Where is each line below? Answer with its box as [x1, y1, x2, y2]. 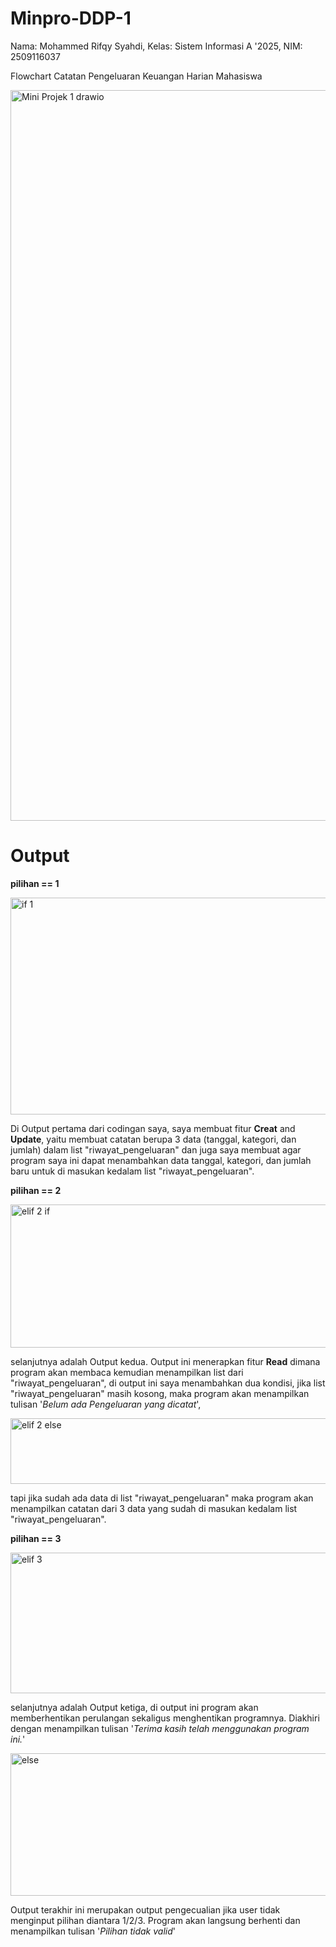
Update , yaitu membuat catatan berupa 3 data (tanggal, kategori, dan [10, 1133, 297, 1145]
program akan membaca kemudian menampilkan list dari [10, 1366, 244, 1378]
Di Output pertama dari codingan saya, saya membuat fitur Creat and [10, 1122, 296, 1134]
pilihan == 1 [10, 877, 60, 889]
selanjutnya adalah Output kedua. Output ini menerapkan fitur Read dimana [10, 1355, 321, 1367]
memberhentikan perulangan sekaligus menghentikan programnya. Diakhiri [10, 1712, 320, 1724]
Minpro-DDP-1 [10, 7, 132, 30]
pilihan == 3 [10, 1532, 62, 1544]
